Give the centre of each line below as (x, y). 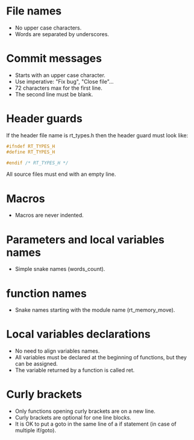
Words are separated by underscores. (62, 34)
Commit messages (54, 59)
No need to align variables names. (57, 351)
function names (47, 293)
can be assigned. (36, 364)
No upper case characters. (48, 28)
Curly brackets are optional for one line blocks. (73, 418)
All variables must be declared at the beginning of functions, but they (101, 358)
